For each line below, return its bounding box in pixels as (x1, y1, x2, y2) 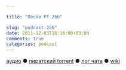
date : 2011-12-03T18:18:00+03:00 (6, 30, 90, 36)
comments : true (6, 36, 44, 42)
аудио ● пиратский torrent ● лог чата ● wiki (6, 58, 121, 65)
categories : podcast (6, 41, 58, 47)
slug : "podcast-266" (6, 24, 58, 30)
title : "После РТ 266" (6, 14, 63, 20)
